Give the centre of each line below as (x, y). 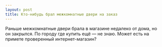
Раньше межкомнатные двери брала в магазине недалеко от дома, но (81, 28)
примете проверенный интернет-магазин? (51, 39)
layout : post (19, 10)
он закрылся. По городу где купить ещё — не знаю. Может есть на (77, 34)
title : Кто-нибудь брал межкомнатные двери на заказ (61, 14)
